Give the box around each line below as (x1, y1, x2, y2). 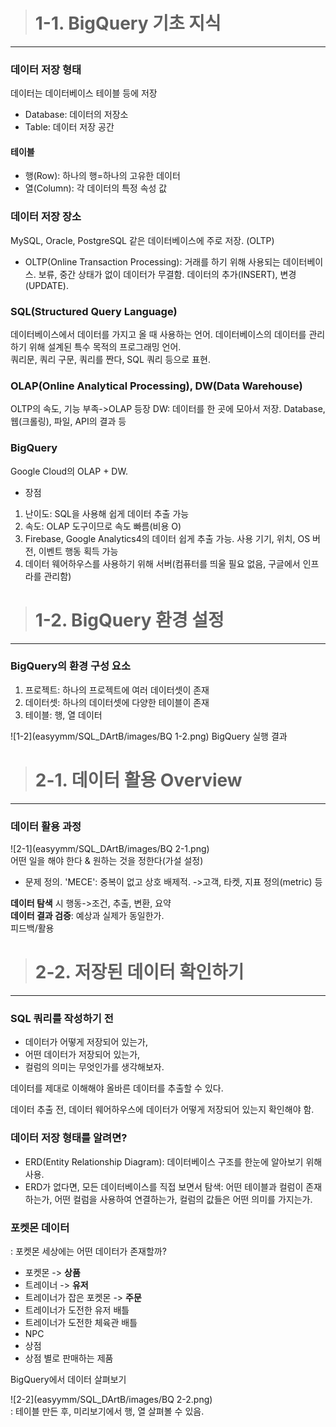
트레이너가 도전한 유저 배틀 (24, 1304, 130, 1316)
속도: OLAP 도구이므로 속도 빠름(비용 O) (24, 520, 182, 532)
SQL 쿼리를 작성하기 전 (10, 1011, 114, 1025)
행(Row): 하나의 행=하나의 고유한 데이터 (24, 170, 181, 182)
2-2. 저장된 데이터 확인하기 (34, 961, 245, 984)
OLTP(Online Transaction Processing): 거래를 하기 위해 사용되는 (24, 255, 281, 268)
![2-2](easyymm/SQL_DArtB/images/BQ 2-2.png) (10, 1393, 213, 1405)
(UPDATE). (24, 279, 69, 291)
